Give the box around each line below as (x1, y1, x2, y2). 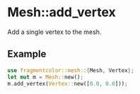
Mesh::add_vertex (7, 4, 117, 20)
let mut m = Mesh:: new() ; (7, 74, 83, 81)
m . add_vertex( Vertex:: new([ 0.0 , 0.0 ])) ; (7, 80, 129, 87)
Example (7, 48, 47, 60)
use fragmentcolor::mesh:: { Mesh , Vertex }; (7, 66, 134, 74)
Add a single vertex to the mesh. (7, 28, 102, 36)
